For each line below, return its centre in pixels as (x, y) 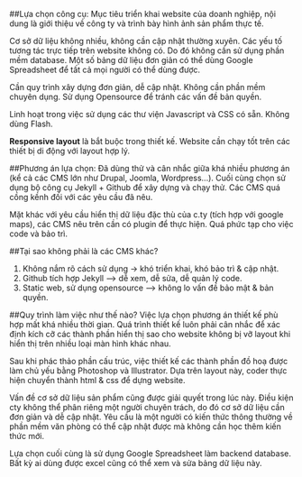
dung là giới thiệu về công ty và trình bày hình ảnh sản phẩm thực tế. (137, 23)
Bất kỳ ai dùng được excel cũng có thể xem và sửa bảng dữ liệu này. (136, 463)
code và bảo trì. (38, 234)
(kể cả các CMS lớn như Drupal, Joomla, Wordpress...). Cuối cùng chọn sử (148, 178)
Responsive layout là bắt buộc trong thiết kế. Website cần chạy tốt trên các (150, 141)
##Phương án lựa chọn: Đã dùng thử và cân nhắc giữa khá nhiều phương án (150, 168)
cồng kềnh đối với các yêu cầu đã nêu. (81, 197)
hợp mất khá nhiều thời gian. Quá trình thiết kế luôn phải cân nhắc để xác (145, 324)
